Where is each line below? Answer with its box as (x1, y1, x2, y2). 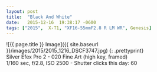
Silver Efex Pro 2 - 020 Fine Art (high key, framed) (6, 53, 128, 60)
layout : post (6, 8, 38, 15)
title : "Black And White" (6, 14, 73, 20)
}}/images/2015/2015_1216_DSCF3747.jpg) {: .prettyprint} (6, 47, 144, 54)
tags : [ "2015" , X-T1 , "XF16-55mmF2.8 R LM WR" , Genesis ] (6, 25, 152, 31)
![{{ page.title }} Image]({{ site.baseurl (6, 41, 99, 48)
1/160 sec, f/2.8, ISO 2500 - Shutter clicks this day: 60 (6, 60, 138, 67)
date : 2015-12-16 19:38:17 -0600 (6, 19, 96, 25)
